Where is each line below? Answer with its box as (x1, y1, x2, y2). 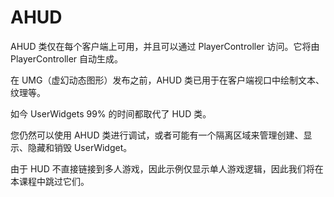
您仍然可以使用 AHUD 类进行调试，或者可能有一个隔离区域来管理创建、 (10, 129, 304, 141)
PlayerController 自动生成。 (10, 52, 124, 65)
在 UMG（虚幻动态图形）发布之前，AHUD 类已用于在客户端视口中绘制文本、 (10, 74, 325, 86)
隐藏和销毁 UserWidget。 (27, 141, 133, 153)
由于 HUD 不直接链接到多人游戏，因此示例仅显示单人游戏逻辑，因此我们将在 (10, 162, 324, 175)
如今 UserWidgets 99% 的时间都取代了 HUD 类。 (10, 107, 212, 120)
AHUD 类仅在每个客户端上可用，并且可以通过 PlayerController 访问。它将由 (10, 40, 320, 52)
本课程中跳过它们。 (10, 175, 90, 187)
